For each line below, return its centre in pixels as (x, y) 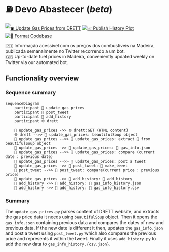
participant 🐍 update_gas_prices (50, 108)
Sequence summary (31, 93)
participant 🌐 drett (36, 121)
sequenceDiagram (22, 103)
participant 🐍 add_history (43, 117)
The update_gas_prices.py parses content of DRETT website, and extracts (82, 211)
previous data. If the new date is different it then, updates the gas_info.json (84, 228)
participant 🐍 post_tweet (42, 112)
